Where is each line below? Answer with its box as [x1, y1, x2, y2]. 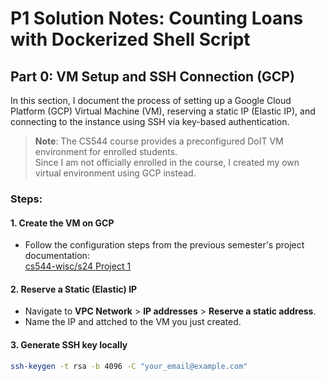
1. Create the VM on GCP [10, 217, 115, 229]
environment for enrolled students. [34, 146, 178, 157]
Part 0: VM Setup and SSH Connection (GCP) [10, 68, 295, 85]
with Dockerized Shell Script [10, 28, 251, 51]
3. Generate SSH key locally [10, 338, 128, 351]
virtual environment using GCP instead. [34, 167, 197, 179]
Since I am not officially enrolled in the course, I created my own [34, 157, 300, 168]
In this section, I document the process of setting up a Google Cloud [10, 95, 292, 106]
